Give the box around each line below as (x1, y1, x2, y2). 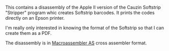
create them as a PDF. (5, 30, 52, 36)
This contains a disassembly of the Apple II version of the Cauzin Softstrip (5, 5, 161, 10)
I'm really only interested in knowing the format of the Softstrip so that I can (5, 25, 164, 31)
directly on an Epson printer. (5, 15, 65, 21)
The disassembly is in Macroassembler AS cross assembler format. (5, 40, 147, 46)
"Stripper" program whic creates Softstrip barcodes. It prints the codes (5, 10, 155, 16)
